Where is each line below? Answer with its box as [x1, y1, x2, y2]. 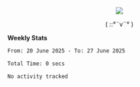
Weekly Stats [7, 34, 48, 42]
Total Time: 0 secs [7, 60, 65, 67]
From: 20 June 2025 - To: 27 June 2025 [7, 47, 126, 54]
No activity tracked [7, 73, 69, 80]
